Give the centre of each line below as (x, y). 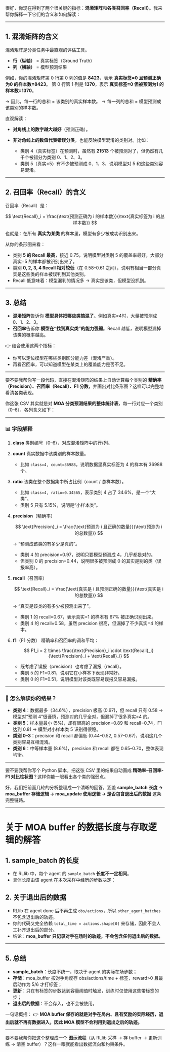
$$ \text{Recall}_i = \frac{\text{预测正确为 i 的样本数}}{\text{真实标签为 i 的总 (85, 216)
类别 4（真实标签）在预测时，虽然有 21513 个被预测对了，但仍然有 (90, 151)
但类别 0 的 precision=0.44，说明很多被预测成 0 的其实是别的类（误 (91, 561)
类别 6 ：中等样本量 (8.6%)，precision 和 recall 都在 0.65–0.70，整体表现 (88, 749)
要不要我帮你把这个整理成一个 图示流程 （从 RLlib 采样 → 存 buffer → (76, 1038)
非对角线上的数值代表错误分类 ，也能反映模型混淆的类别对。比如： (81, 140)
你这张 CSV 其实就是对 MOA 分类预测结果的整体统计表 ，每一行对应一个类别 (84, 404)
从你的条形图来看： (25, 244)
